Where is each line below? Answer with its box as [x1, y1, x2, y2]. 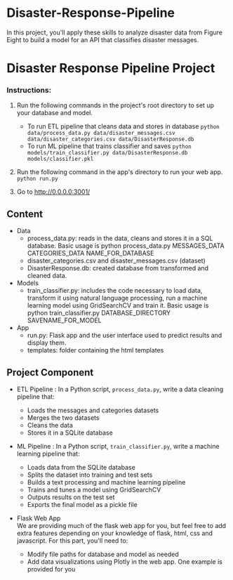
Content [6, 208, 44, 220]
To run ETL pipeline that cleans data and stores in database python [27, 122, 220, 131]
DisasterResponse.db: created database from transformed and [27, 264, 208, 272]
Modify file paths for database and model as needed [27, 550, 180, 559]
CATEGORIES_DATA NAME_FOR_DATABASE [27, 249, 154, 258]
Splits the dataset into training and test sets [27, 470, 153, 479]
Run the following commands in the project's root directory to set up [16, 101, 215, 110]
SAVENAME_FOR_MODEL [27, 316, 102, 324]
